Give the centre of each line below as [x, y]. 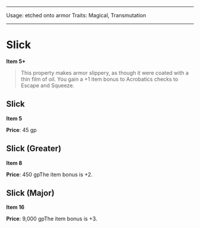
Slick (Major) [30, 193]
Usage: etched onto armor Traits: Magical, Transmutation [76, 15]
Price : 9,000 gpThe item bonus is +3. [52, 219]
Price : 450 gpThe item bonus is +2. [49, 174]
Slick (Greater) [34, 149]
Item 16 [15, 207]
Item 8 [14, 163]
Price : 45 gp [21, 130]
